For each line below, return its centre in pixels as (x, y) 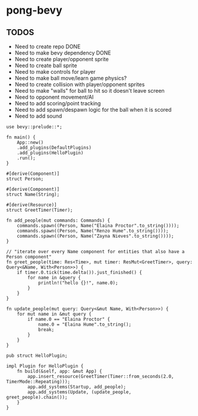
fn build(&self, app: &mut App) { (59, 371)
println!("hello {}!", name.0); (78, 283)
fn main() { (21, 137)
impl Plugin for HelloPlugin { (45, 366)
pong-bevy (34, 10)
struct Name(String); (33, 194)
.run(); (26, 158)
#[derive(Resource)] (32, 205)
